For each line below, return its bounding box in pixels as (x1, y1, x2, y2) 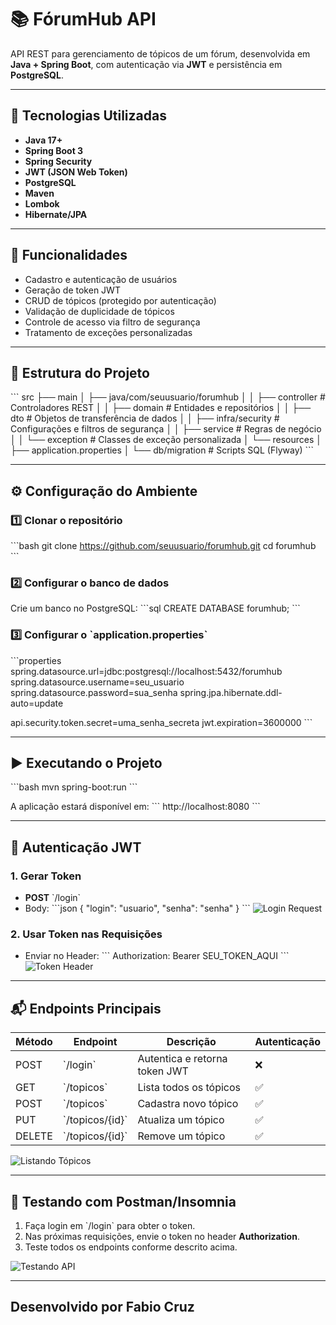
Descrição (166, 1035, 217, 1049)
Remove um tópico (137, 1129, 226, 1143)
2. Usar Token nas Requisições (10, 927, 163, 941)
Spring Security (24, 155, 93, 167)
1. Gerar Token (10, 869, 82, 883)
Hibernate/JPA (24, 208, 88, 220)
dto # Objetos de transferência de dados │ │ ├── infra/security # (10, 412, 280, 425)
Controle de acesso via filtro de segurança (24, 316, 201, 328)
